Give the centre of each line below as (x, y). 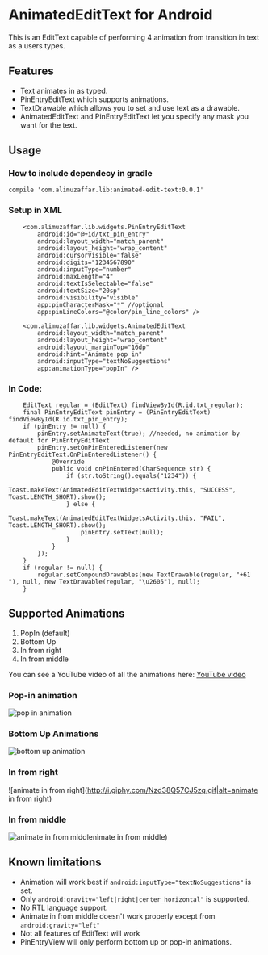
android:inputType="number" (84, 269)
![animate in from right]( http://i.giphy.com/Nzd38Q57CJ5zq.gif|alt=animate (133, 790)
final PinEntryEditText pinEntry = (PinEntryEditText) (117, 413)
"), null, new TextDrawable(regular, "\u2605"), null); (104, 582)
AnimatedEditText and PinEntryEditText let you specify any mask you (134, 116)
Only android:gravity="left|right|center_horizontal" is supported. (135, 898)
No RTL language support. (64, 907)
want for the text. (49, 125)
